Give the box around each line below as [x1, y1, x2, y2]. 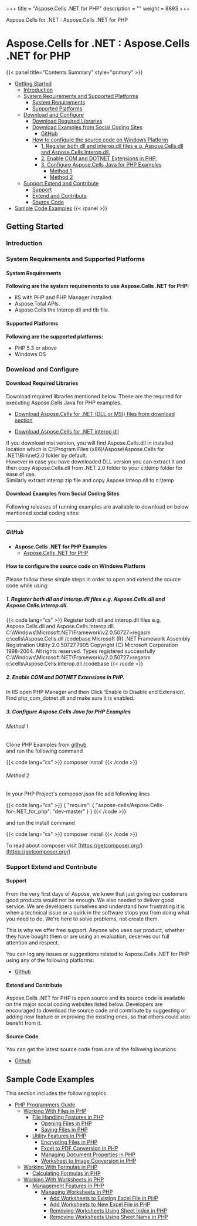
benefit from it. [6, 1020, 42, 1027]
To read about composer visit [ [6, 842, 80, 849]
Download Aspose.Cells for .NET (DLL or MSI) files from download [14, 410, 175, 417]
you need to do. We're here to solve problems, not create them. [6, 915, 159, 922]
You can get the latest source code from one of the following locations [6, 1046, 176, 1053]
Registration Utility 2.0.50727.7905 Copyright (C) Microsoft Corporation [6, 642, 178, 649]
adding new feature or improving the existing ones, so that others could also [6, 1013, 191, 1020]
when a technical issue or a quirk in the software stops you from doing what [6, 909, 189, 916]
